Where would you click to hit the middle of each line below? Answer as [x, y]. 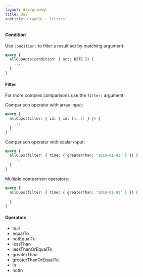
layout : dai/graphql [26, 10]
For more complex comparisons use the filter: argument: [65, 95]
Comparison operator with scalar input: [45, 142]
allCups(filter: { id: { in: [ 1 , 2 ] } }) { [55, 119]
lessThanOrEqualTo [32, 249]
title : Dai [16, 14]
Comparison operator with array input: [44, 105]
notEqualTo [24, 239]
